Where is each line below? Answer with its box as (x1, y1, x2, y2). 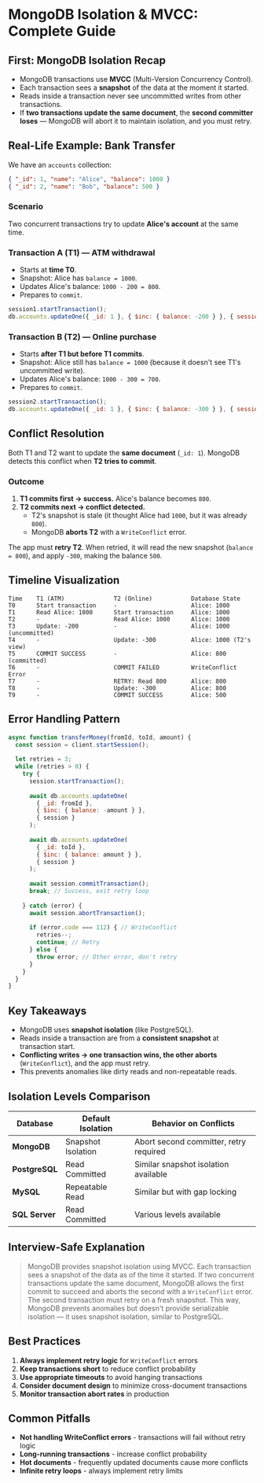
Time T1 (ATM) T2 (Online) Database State (8, 595, 241, 602)
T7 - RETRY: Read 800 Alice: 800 (8, 677, 226, 685)
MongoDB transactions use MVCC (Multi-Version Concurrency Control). (19, 75, 254, 83)
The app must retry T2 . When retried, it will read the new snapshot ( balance (8, 543, 254, 552)
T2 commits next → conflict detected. (19, 502, 145, 512)
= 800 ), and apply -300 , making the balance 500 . (8, 551, 163, 561)
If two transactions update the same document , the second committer (19, 108, 254, 117)
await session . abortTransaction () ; (28, 909, 146, 917)
